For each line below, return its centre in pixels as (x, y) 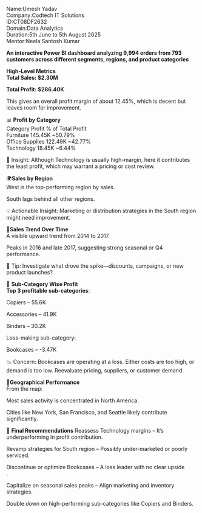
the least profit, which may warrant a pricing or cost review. (81, 166)
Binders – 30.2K (26, 326)
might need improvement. (39, 218)
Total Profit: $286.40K (35, 89)
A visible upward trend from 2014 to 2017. (58, 236)
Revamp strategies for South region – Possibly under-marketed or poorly (97, 449)
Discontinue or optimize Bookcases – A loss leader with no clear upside (96, 467)
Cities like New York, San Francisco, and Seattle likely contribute (87, 412)
